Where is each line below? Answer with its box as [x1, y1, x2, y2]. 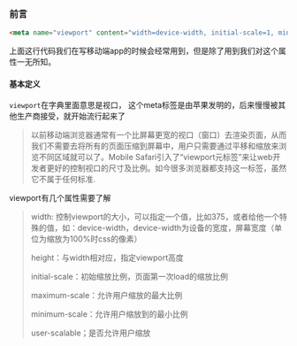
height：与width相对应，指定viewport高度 [30, 252, 184, 263]
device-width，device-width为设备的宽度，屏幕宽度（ [77, 223, 275, 234]
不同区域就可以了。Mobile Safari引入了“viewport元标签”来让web [38, 152, 273, 163]
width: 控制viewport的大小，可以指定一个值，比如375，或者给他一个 [30, 211, 280, 222]
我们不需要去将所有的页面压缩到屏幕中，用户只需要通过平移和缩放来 [30, 141, 279, 151]
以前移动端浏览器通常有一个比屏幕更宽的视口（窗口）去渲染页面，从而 [30, 130, 287, 141]
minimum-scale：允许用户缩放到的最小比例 [30, 309, 188, 319]
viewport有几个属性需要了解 [9, 193, 111, 204]
